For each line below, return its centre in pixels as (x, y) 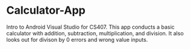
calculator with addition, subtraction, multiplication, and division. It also (95, 33)
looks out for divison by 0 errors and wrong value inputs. (77, 39)
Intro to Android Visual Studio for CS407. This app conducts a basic (90, 27)
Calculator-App (46, 10)
